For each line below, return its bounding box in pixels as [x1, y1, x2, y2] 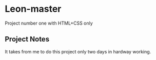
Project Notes [5, 35, 50, 44]
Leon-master [5, 3, 62, 15]
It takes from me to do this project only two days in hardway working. [5, 48, 151, 54]
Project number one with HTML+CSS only [5, 20, 93, 26]
